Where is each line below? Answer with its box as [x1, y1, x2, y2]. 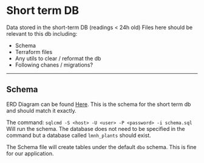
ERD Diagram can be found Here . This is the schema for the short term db [6, 101, 191, 108]
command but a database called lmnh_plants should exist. [6, 131, 151, 139]
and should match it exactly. [6, 107, 77, 114]
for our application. [6, 150, 54, 157]
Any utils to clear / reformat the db [15, 55, 101, 62]
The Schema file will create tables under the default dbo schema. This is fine [6, 143, 197, 150]
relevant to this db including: [6, 30, 78, 37]
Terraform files [15, 48, 53, 55]
